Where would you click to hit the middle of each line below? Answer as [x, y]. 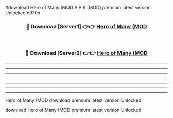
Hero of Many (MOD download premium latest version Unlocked [73, 100]
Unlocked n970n [23, 13]
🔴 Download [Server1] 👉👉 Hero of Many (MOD [86, 26]
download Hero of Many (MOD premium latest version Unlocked [73, 110]
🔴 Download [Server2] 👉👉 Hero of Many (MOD [86, 53]
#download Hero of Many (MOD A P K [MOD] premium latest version [78, 7]
